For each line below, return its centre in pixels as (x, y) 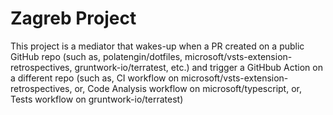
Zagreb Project (73, 18)
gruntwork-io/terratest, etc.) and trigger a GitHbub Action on (198, 67)
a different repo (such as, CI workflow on (95, 78)
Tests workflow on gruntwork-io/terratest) (97, 99)
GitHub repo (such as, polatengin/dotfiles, (96, 56)
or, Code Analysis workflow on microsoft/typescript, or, (188, 88)
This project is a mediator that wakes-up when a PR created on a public (157, 46)
